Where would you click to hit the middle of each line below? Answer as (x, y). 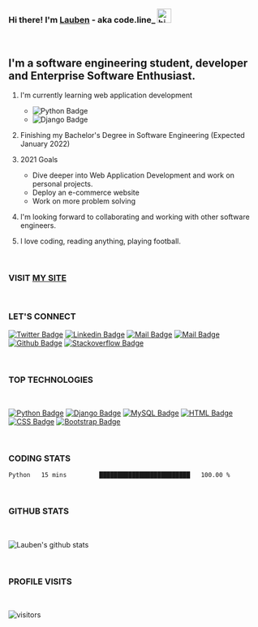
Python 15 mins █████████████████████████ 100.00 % (119, 475)
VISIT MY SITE (38, 278)
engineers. (38, 225)
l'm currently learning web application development (106, 95)
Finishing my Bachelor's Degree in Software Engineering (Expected (132, 135)
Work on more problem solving (84, 201)
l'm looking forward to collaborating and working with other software (135, 217)
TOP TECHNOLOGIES (51, 380)
